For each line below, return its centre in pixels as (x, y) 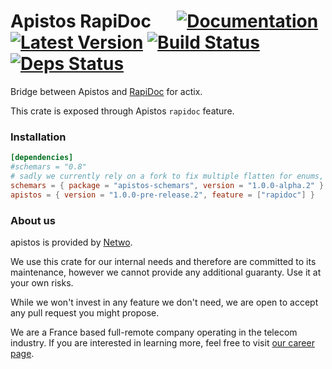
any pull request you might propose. (85, 312)
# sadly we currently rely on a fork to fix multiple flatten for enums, (167, 176)
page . (22, 353)
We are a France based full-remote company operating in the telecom (154, 332)
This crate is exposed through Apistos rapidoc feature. (122, 111)
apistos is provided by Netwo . (71, 242)
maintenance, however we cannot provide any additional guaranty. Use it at (166, 272)
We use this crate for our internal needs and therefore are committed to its (163, 261)
